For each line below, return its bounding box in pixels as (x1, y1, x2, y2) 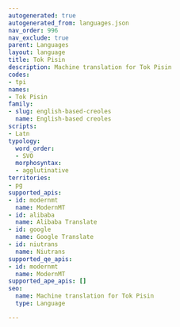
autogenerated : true (8, 11, 77, 20)
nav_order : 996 (8, 26, 59, 34)
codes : (8, 71, 30, 79)
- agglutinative (15, 167, 69, 175)
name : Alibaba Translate (15, 218, 98, 226)
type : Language (15, 299, 66, 307)
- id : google (8, 225, 52, 234)
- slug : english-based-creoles (8, 108, 112, 116)
